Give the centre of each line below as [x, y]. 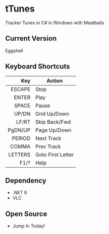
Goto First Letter [54, 154]
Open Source [26, 214]
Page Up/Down [53, 130]
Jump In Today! [29, 226]
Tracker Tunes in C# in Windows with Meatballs [55, 23]
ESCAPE [21, 89]
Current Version [31, 38]
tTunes [20, 9]
